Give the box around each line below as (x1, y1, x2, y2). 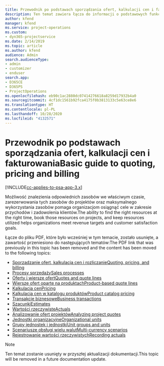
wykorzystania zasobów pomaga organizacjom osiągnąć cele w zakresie (5, 204, 152, 210)
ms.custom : (5, 30, 27, 35)
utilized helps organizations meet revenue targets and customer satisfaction (5, 220, 158, 225)
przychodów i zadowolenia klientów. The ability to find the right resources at (5, 209, 157, 215)
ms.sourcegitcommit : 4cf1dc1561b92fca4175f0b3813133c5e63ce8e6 (5, 98, 137, 103)
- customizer (5, 66, 32, 71)
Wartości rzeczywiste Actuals (12, 306, 71, 312)
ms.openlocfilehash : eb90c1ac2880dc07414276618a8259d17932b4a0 (5, 93, 137, 98)
